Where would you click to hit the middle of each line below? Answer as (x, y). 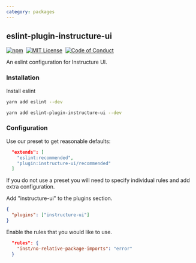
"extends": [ (28, 152)
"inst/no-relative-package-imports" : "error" (75, 249)
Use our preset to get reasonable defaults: (58, 141)
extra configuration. (31, 187)
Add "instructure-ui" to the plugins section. (59, 198)
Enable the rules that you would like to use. (59, 232)
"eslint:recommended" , (45, 158)
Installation (23, 77)
